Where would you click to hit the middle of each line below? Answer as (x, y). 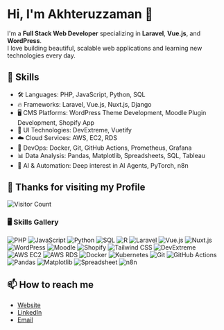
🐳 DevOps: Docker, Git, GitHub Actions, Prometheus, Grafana (104, 148)
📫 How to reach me (51, 285)
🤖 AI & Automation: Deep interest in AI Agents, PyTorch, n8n (103, 165)
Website (29, 305)
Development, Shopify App (56, 122)
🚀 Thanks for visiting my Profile (76, 188)
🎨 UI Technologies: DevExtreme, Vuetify (74, 130)
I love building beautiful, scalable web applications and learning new (105, 48)
